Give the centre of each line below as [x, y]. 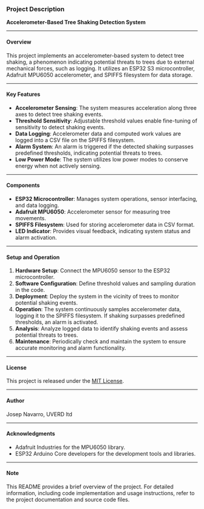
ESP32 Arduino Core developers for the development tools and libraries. [105, 453]
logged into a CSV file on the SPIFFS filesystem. [75, 140]
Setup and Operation [33, 257]
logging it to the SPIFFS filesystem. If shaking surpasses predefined [100, 316]
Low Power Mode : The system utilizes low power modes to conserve [101, 159]
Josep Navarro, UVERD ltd [39, 414]
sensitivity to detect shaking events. [60, 127]
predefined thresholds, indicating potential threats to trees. [89, 153]
